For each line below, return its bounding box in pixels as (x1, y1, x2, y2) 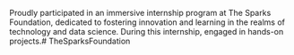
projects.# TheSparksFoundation (9, 35, 131, 46)
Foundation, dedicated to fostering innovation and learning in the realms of (9, 17, 285, 27)
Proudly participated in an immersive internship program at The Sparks (9, 8, 272, 18)
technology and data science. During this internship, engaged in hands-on (9, 27, 284, 36)
